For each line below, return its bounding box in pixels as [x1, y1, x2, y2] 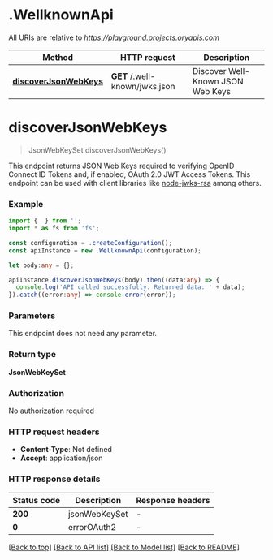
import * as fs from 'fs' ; [8, 225, 100, 233]
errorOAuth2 [67, 521, 116, 532]
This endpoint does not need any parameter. [8, 329, 157, 338]
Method [41, 51, 74, 62]
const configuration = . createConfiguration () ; [8, 239, 173, 247]
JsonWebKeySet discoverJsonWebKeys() [28, 144, 167, 155]
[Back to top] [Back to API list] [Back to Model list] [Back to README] [8, 542, 240, 552]
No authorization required [8, 406, 95, 416]
